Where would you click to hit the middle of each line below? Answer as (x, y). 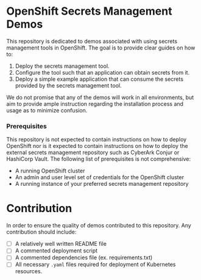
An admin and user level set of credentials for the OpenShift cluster (100, 177)
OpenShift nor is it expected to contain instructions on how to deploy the (97, 146)
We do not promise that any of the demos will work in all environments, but (100, 97)
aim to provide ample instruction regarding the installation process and (95, 104)
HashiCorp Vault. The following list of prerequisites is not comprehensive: (99, 159)
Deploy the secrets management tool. (62, 66)
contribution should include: (41, 232)
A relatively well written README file (61, 244)
